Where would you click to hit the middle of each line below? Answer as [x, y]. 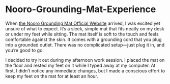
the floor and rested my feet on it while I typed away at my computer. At [80, 65]
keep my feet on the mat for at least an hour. [52, 76]
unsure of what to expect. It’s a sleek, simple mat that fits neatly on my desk [85, 28]
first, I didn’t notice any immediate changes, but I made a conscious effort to [85, 71]
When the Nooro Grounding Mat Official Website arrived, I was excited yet [83, 23]
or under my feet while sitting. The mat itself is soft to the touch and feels [82, 34]
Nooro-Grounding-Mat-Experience [81, 9]
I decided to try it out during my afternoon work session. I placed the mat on [85, 60]
